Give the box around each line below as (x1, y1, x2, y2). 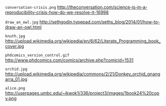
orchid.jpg (5, 67, 28, 71)
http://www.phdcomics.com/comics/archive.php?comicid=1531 (5, 57, 134, 63)
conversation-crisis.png (5, 5, 56, 10)
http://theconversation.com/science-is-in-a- (57, 4, 148, 10)
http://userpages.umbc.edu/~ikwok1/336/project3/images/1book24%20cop (5, 90, 160, 96)
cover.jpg (5, 43, 24, 49)
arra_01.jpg (5, 76, 28, 82)
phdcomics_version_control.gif (5, 53, 70, 58)
